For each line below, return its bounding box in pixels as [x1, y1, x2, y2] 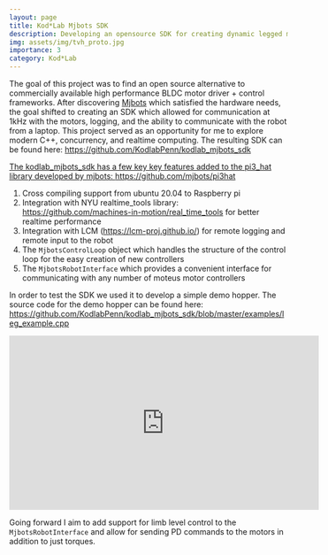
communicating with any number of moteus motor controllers [21, 273, 246, 283]
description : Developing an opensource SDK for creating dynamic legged [9, 29, 283, 38]
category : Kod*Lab [9, 54, 77, 63]
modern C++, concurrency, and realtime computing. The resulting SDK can [9, 135, 283, 145]
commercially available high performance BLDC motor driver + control [9, 88, 265, 98]
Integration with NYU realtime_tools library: [21, 197, 179, 208]
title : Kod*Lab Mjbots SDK [9, 21, 109, 30]
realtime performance [21, 216, 102, 227]
